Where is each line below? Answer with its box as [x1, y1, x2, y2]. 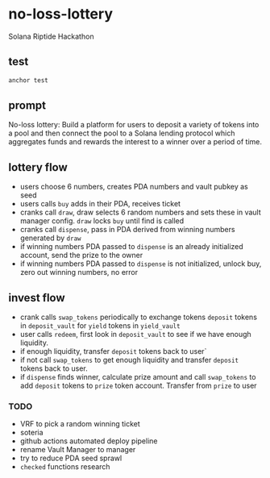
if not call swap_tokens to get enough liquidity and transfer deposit [19, 355, 239, 365]
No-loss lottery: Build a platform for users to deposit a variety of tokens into [8, 120, 260, 130]
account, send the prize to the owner [19, 251, 143, 260]
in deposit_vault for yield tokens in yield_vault [19, 321, 181, 330]
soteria [19, 428, 44, 438]
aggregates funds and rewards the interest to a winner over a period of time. [8, 137, 263, 147]
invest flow [8, 291, 66, 305]
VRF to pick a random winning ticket [19, 419, 141, 429]
